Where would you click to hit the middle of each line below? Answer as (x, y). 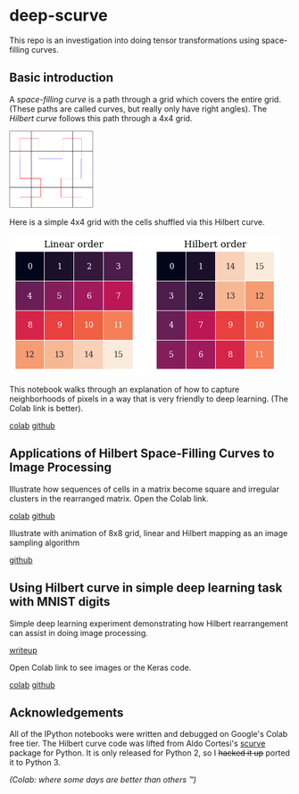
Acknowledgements (66, 712)
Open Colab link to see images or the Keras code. (100, 667)
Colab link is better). (46, 408)
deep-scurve (59, 16)
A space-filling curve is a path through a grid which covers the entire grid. (145, 99)
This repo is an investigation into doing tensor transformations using (135, 40)
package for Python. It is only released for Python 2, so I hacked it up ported (149, 753)
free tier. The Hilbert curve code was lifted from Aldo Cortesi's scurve (137, 744)
